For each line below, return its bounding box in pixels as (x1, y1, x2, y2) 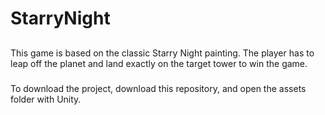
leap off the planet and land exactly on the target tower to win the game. (10, 57, 308, 69)
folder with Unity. (10, 93, 82, 105)
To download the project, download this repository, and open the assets (10, 82, 307, 94)
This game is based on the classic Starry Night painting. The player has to (10, 47, 315, 59)
